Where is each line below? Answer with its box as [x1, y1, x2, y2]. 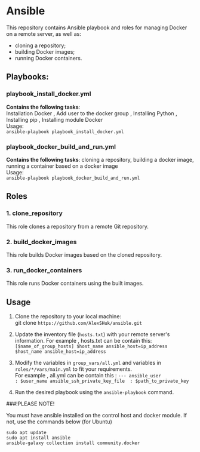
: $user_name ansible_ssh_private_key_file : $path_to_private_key [14, 378, 189, 385]
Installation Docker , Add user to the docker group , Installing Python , [6, 109, 177, 117]
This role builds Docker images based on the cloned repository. [6, 251, 162, 258]
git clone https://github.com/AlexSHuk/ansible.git [14, 319, 142, 327]
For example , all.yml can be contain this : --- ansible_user [14, 372, 161, 379]
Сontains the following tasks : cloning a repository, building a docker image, [6, 156, 194, 163]
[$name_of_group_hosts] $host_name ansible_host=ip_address [14, 343, 168, 350]
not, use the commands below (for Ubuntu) [6, 418, 112, 425]
